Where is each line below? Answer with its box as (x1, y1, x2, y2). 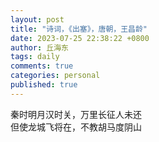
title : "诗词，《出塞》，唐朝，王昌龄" (10, 24, 148, 34)
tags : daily (10, 52, 60, 62)
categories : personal (10, 71, 101, 81)
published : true (10, 80, 78, 90)
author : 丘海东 (10, 42, 69, 53)
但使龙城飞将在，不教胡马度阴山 (10, 121, 142, 133)
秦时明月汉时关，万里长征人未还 (10, 108, 142, 120)
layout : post (10, 14, 65, 25)
